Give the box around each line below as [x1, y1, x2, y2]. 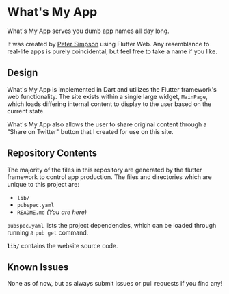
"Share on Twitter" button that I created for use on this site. [7, 127, 174, 135]
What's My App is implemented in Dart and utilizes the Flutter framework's [7, 85, 217, 93]
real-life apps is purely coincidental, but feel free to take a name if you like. [7, 47, 217, 55]
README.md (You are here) [16, 208, 87, 216]
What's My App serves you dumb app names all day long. [7, 27, 170, 35]
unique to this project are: [7, 180, 80, 188]
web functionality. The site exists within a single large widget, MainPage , [7, 92, 208, 101]
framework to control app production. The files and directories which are [7, 172, 212, 181]
